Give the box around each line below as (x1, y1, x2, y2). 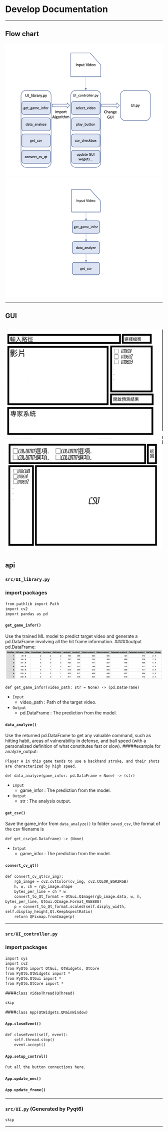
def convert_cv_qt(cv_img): (5, 874, 64, 879)
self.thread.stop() (14, 1037, 55, 1042)
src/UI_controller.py (5, 931, 58, 937)
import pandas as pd (5, 611, 48, 616)
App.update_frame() (5, 1088, 46, 1093)
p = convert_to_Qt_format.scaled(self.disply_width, (14, 904, 126, 909)
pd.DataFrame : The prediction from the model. (19, 709, 117, 715)
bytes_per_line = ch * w (14, 889, 66, 894)
